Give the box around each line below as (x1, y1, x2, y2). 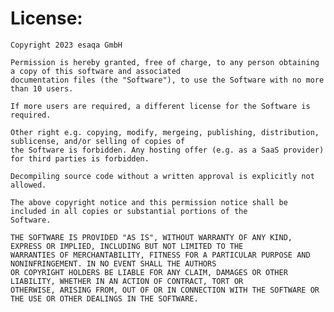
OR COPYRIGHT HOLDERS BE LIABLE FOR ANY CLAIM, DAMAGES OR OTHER (10, 267, 288, 277)
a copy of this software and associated (10, 66, 182, 76)
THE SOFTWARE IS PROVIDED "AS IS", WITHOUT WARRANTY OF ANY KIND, (10, 232, 293, 242)
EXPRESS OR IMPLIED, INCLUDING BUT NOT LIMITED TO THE (10, 241, 244, 251)
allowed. (10, 180, 47, 190)
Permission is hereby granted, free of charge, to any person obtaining (10, 57, 320, 67)
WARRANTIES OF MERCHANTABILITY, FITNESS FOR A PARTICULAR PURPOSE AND (10, 250, 311, 260)
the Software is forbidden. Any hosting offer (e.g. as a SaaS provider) (10, 145, 325, 155)
